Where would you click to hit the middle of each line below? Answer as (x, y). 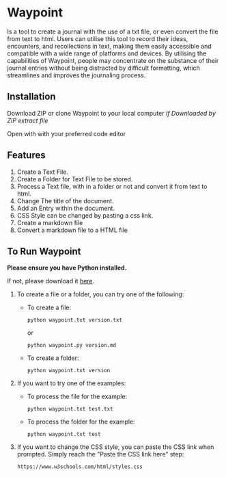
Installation (31, 97)
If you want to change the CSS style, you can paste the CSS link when (115, 447)
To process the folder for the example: (81, 422)
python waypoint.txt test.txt (70, 409)
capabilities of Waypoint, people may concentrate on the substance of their (113, 60)
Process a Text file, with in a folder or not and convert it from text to (112, 186)
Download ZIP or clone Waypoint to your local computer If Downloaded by (112, 113)
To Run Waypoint (44, 251)
